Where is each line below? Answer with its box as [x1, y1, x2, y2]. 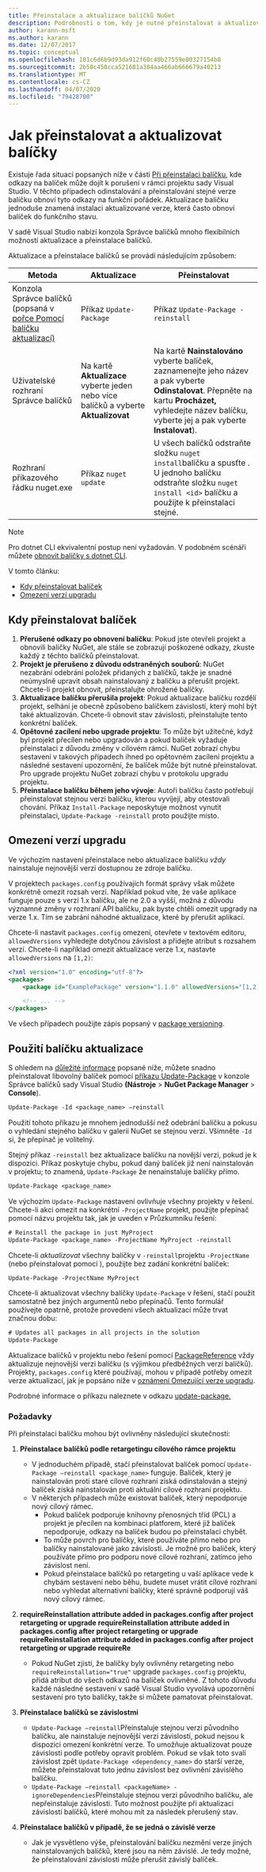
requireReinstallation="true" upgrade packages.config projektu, [31, 1667, 247, 1676]
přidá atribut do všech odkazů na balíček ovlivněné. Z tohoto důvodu [31, 1676, 256, 1685]
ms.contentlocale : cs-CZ [8, 78, 90, 86]
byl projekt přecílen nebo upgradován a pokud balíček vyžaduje [19, 735, 228, 745]
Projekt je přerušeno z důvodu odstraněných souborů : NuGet [19, 659, 225, 669]
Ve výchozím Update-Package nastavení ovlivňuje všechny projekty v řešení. [8, 1196, 255, 1206]
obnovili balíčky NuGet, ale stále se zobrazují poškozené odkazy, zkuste [19, 642, 255, 652]
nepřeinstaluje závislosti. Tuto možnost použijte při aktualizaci [31, 1799, 234, 1809]
